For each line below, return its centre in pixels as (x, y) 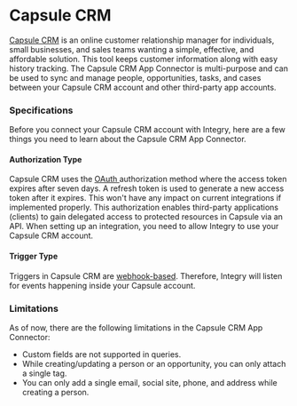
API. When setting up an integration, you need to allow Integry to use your (144, 227)
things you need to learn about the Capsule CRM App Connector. (128, 139)
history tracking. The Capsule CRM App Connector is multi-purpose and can (148, 68)
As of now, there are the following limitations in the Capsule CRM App (136, 327)
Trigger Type (34, 256)
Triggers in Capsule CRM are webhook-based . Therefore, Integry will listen (146, 275)
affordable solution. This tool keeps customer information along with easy (144, 59)
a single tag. (44, 373)
